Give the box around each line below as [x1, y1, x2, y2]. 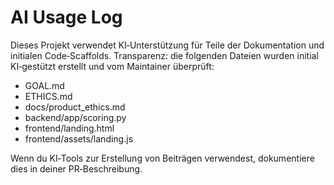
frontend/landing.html [24, 122, 115, 134]
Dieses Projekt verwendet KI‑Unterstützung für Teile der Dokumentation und [10, 39, 325, 51]
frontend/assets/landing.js [24, 132, 134, 145]
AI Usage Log [10, 6, 123, 29]
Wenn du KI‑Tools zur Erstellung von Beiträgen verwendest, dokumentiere [10, 152, 315, 164]
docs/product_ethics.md [24, 101, 126, 113]
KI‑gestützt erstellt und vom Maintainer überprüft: [10, 60, 215, 72]
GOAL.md [24, 79, 65, 91]
